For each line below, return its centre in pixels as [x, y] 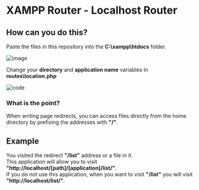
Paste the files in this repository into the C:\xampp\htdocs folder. [86, 46]
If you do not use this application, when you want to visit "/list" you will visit [99, 175]
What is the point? [33, 103]
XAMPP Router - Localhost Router [92, 10]
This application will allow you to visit [52, 162]
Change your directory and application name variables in [77, 70]
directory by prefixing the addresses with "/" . [62, 122]
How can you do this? [47, 32]
